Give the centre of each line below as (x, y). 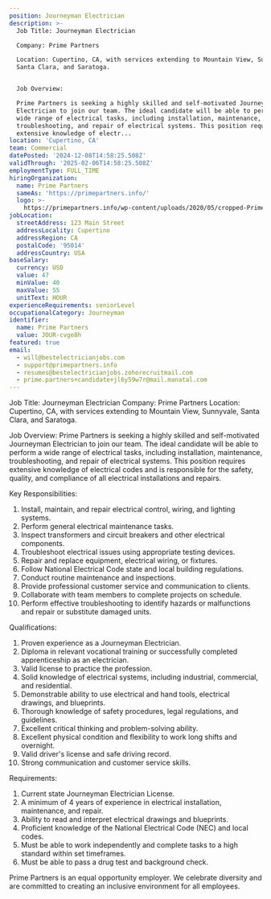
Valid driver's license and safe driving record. (96, 754)
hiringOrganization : (44, 178)
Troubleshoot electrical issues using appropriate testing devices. (128, 552)
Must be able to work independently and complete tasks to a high (129, 845)
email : (20, 350)
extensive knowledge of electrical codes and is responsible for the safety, (131, 470)
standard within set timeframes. (73, 854)
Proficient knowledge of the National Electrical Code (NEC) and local (134, 828)
